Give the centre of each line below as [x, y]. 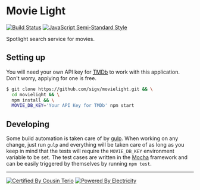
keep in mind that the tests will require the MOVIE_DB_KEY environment [90, 151]
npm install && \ [33, 100]
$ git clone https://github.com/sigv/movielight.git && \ [79, 89]
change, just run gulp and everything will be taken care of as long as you [95, 145]
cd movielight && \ [36, 94]
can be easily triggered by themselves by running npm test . [79, 164]
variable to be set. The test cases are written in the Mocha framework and [97, 157]
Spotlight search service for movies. [51, 39]
